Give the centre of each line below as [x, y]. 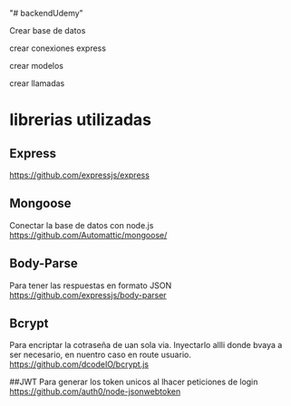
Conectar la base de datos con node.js [82, 225]
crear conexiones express [58, 48]
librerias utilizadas [81, 120]
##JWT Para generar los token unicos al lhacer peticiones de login [134, 382]
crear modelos [36, 66]
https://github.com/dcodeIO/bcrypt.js [79, 364]
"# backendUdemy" [46, 13]
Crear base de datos [48, 30]
